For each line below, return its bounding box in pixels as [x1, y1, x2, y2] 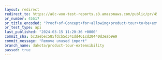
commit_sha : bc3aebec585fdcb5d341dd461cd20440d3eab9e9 [4, 34, 118, 39]
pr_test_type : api [4, 25, 42, 30]
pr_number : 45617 [4, 16, 40, 21]
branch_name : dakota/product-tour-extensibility [4, 43, 104, 48]
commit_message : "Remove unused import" [4, 39, 88, 44]
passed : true [4, 47, 31, 52]
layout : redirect [4, 7, 40, 12]
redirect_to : [4, 12, 31, 16]
